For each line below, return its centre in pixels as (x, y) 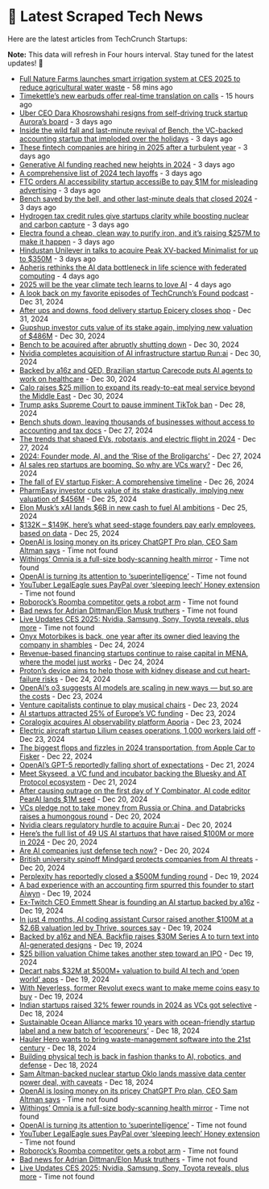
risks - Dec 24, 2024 (77, 679)
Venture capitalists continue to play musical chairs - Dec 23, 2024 (128, 705)
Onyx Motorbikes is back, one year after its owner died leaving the (129, 636)
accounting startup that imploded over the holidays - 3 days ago (126, 138)
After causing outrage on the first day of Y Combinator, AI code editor (135, 790)
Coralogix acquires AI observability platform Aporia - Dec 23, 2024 (130, 722)
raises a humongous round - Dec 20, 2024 (90, 816)
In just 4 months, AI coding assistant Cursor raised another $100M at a (136, 919)
